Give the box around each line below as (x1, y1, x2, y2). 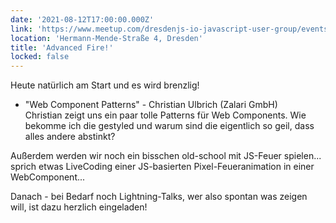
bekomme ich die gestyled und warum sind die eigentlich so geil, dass (24, 120, 315, 132)
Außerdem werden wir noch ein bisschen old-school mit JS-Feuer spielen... (10, 150, 322, 162)
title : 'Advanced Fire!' (10, 42, 114, 53)
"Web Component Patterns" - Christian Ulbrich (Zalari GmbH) (24, 99, 278, 111)
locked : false (10, 52, 70, 62)
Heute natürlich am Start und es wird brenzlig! (10, 79, 200, 91)
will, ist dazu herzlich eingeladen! (10, 201, 148, 213)
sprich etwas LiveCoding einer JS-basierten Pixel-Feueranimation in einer (10, 161, 315, 173)
